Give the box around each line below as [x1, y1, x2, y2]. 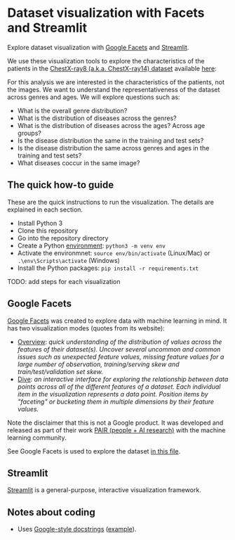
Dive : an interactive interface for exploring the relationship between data [17, 375, 229, 383]
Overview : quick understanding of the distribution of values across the [17, 337, 222, 346]
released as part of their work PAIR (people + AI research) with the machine [7, 425, 226, 434]
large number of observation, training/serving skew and [17, 360, 180, 368]
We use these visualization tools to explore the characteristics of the [7, 56, 205, 65]
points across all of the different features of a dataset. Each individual [17, 382, 221, 391]
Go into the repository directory [17, 233, 109, 242]
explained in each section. [7, 205, 83, 214]
